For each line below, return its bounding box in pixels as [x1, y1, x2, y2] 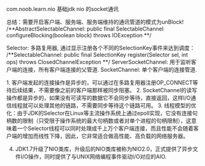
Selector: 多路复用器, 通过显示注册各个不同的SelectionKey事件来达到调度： [6, 45, 195, 51]
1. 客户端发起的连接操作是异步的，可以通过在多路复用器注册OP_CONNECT [6, 79, 193, 86]
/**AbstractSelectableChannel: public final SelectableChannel [6, 25, 164, 32]
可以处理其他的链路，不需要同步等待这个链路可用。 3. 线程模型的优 [27, 102, 197, 109]
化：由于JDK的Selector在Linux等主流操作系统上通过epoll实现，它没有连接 [6, 109, 193, 117]
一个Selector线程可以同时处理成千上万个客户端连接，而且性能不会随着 [17, 125, 194, 132]
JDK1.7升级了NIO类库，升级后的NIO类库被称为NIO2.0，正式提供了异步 [15, 145, 193, 153]
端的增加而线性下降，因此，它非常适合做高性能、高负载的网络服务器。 [11, 132, 188, 139]
